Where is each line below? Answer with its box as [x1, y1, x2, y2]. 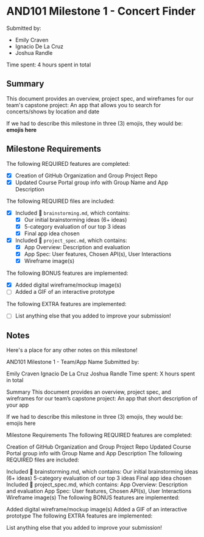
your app [6, 401, 29, 409]
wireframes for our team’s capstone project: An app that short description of [6, 395, 198, 402]
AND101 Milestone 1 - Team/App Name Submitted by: [6, 358, 139, 366]
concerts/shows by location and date [6, 108, 99, 115]
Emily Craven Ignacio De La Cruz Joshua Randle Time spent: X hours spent [6, 370, 195, 377]
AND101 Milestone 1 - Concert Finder [6, 4, 196, 18]
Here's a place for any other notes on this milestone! [6, 346, 138, 354]
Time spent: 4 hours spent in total [6, 61, 91, 68]
